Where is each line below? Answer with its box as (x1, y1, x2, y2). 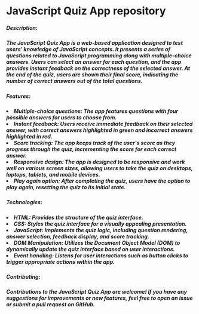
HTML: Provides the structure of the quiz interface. (14, 214, 143, 221)
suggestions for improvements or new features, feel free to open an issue (6, 294, 193, 302)
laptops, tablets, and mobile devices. (6, 171, 100, 178)
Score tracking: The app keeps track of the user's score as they (14, 139, 176, 146)
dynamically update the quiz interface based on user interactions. (6, 245, 175, 253)
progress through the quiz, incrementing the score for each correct (6, 145, 177, 153)
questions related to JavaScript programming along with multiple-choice (6, 52, 192, 59)
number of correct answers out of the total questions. (6, 78, 143, 85)
